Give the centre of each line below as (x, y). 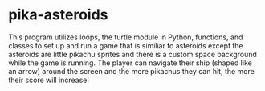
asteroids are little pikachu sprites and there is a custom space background (132, 54)
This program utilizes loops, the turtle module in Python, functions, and (126, 37)
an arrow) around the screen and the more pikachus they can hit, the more (131, 71)
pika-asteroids (58, 15)
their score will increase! (49, 80)
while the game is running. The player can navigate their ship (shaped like (130, 63)
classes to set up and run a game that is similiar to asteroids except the (126, 45)
